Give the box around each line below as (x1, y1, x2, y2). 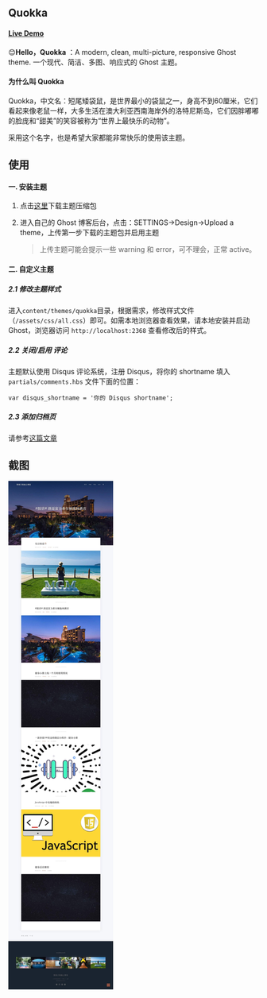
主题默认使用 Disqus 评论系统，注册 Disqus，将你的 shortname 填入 (8, 366, 230, 376)
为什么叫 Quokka (8, 77, 64, 87)
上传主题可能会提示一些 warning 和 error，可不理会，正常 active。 (39, 245, 257, 254)
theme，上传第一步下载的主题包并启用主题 (19, 228, 160, 238)
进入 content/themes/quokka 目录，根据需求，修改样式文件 (8, 305, 195, 315)
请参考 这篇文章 (8, 433, 57, 443)
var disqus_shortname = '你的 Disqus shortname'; (8, 393, 173, 402)
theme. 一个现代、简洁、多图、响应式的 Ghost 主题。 (8, 57, 182, 67)
